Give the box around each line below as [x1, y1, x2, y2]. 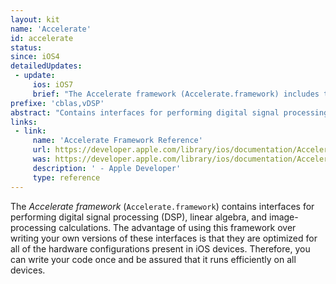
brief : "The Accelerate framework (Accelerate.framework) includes [32, 89, 320, 99]
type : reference [32, 172, 101, 183]
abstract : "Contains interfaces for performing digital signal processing [10, 107, 329, 118]
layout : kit [10, 14, 60, 25]
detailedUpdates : [10, 61, 83, 71]
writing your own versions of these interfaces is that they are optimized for [10, 232, 318, 244]
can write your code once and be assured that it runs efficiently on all [10, 253, 297, 265]
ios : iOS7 [32, 80, 74, 90]
